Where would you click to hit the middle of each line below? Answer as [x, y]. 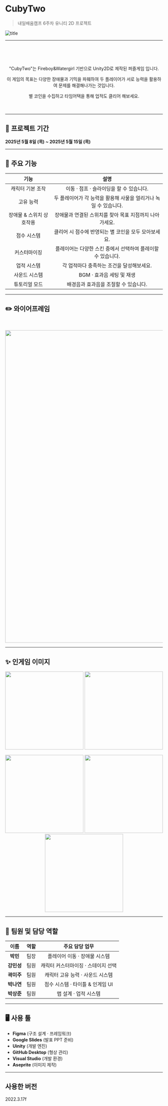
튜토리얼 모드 [28, 284]
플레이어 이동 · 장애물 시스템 [78, 956]
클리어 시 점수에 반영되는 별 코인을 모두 [97, 231]
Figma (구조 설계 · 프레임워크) [42, 1033]
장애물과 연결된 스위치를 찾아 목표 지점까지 [102, 214]
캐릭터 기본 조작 [28, 188]
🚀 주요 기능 [21, 164]
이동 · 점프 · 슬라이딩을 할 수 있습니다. [107, 188]
